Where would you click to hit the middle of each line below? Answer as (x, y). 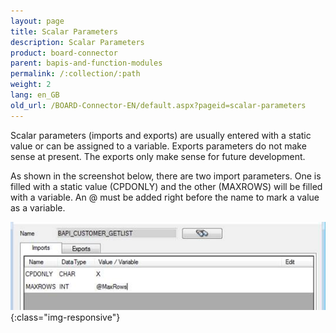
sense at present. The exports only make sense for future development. (158, 156)
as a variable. (38, 207)
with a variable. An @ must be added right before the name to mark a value (165, 197)
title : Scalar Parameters (64, 31)
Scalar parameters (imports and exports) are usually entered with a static (161, 135)
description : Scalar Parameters (77, 42)
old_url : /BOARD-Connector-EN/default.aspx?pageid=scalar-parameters (158, 105)
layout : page (37, 21)
